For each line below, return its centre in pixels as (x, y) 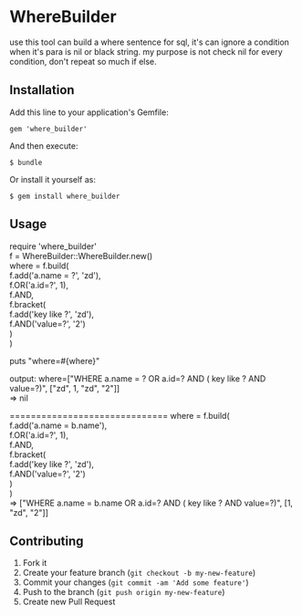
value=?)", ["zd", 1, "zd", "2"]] (65, 388)
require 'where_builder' (53, 246)
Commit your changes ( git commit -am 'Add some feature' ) (135, 582)
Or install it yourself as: (52, 179)
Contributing (47, 541)
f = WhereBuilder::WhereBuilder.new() (81, 256)
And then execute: (44, 146)
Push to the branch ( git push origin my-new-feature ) (124, 592)
